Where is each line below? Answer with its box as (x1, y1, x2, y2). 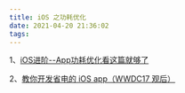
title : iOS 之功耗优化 (9, 12, 87, 22)
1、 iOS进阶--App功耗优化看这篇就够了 (9, 55, 149, 66)
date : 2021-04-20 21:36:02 (9, 21, 109, 30)
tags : (9, 29, 29, 38)
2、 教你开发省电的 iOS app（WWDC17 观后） (9, 74, 176, 84)
